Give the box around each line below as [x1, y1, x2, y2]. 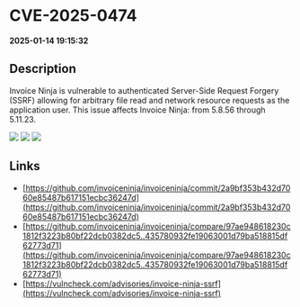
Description [9, 61, 76, 77]
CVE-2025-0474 [9, 5, 137, 26]
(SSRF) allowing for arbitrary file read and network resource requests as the [9, 95, 290, 105]
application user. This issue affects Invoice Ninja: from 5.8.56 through [9, 104, 267, 115]
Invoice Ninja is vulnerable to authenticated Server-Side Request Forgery [9, 85, 279, 95]
